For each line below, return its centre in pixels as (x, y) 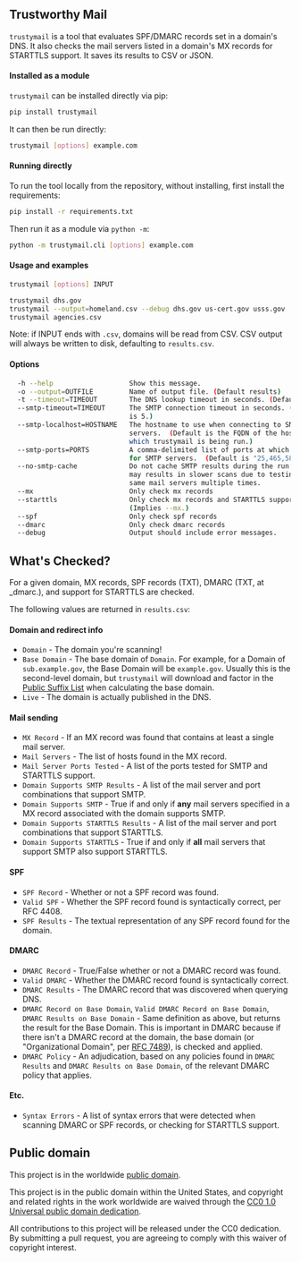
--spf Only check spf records (117, 516)
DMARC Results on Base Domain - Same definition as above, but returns (151, 1018)
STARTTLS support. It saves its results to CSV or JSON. (112, 55)
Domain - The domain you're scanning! (92, 650)
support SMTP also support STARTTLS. (95, 852)
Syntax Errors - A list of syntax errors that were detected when (139, 1116)
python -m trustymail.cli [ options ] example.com (101, 245)
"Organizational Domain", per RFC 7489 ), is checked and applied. (142, 1046)
